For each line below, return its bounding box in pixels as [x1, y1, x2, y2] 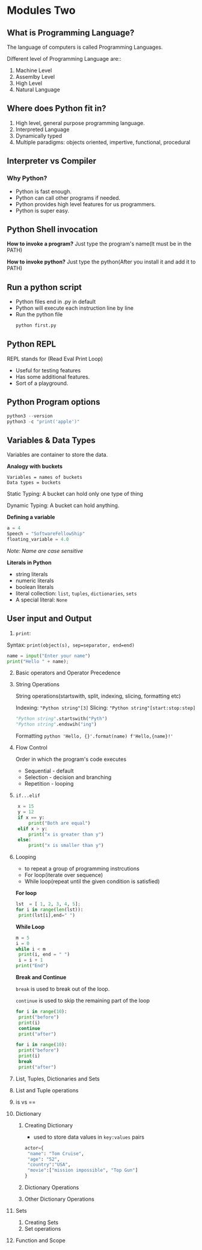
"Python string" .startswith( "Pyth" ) [15, 716, 108, 722]
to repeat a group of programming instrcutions [24, 865, 140, 872]
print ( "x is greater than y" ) [28, 831, 104, 837]
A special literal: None [15, 596, 68, 603]
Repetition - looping [24, 780, 74, 787]
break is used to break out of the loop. [15, 985, 110, 993]
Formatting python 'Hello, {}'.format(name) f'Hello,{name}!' [15, 732, 174, 740]
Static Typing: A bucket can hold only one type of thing [7, 490, 144, 497]
